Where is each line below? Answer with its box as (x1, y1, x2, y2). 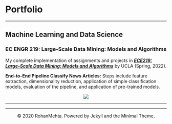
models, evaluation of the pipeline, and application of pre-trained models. (5, 84, 160, 90)
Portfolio (5, 4, 43, 15)
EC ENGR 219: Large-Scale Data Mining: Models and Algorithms (5, 46, 167, 53)
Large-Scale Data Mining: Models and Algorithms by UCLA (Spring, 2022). (5, 63, 167, 69)
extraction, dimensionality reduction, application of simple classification (5, 78, 157, 84)
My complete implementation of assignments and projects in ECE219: (5, 57, 152, 64)
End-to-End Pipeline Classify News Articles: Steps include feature (5, 73, 147, 79)
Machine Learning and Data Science (5, 30, 123, 39)
